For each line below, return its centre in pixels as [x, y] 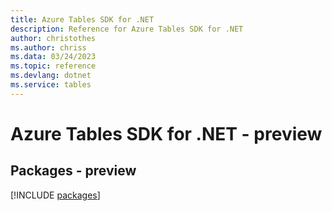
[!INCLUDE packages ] [55, 195]
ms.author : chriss [48, 47]
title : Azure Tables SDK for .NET [82, 19]
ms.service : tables [51, 85]
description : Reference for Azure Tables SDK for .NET [127, 29]
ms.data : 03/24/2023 [53, 57]
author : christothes [53, 38]
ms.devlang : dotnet [51, 76]
